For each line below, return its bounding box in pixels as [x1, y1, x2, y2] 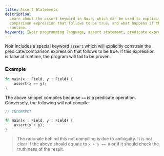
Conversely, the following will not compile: [5, 99, 90, 105]
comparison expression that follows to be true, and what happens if [9, 20, 154, 26]
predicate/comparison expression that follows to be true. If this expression [5, 48, 155, 54]
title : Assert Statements [5, 7, 58, 12]
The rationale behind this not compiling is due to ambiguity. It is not [17, 136, 152, 142]
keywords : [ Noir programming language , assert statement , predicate [5, 30, 147, 35]
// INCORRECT [5, 109, 32, 114]
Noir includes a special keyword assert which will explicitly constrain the [5, 43, 151, 49]
